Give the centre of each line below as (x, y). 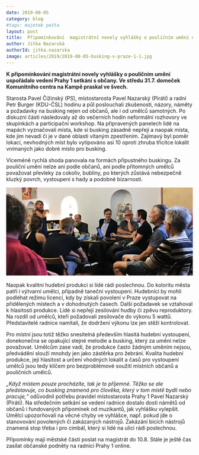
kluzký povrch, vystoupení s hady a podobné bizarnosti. (75, 179)
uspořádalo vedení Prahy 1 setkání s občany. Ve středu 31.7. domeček (93, 80)
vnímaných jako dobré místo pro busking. (57, 148)
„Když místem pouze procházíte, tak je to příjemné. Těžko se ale (85, 384)
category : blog (25, 19)
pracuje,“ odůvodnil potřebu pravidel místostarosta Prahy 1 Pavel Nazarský (97, 396)
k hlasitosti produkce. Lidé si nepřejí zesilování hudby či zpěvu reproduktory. (99, 310)
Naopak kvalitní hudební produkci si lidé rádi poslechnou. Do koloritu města (98, 285)
